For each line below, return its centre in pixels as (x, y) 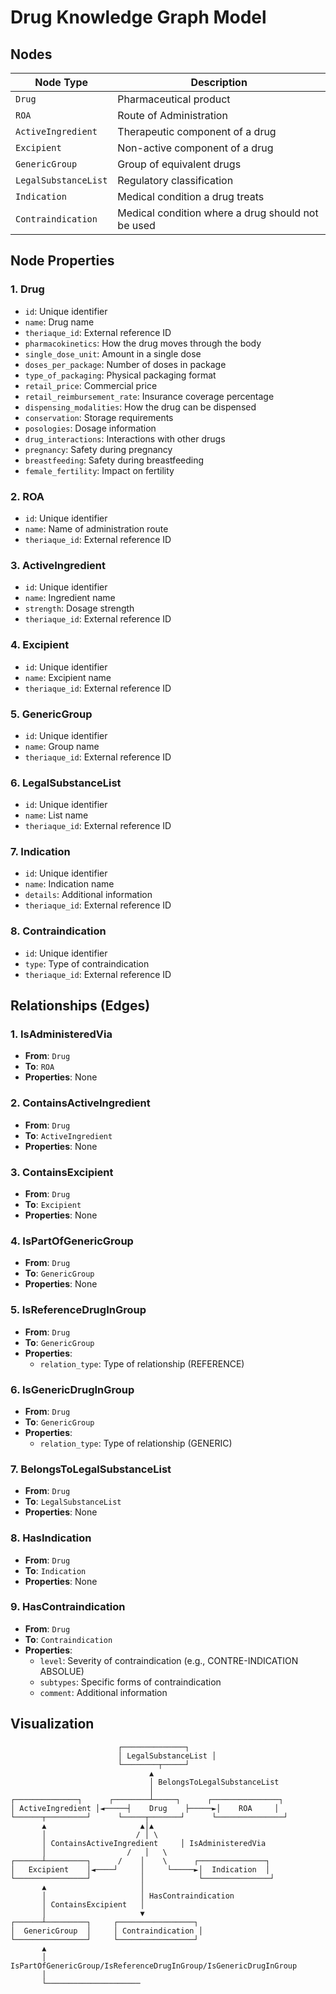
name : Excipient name (68, 677)
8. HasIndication (51, 1538)
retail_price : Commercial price (91, 385)
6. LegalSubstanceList (66, 783)
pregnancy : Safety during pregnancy (98, 449)
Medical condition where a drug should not (218, 213)
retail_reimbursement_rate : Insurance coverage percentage (149, 396)
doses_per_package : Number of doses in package (125, 364)
